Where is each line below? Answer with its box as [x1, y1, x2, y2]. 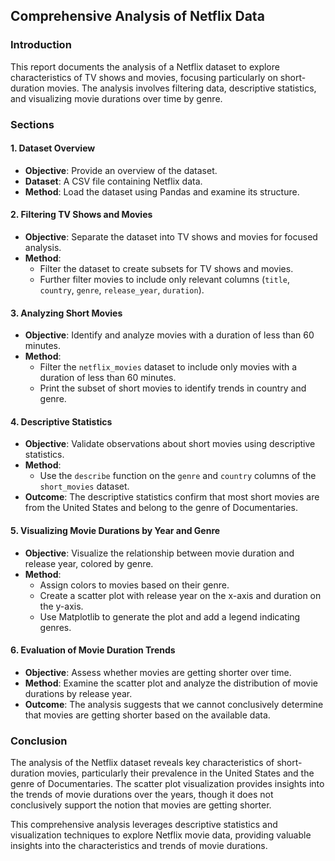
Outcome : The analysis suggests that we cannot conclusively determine [24, 698, 324, 710]
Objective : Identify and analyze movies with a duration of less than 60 [24, 329, 315, 341]
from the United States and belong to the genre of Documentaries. [24, 502, 298, 514]
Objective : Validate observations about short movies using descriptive [24, 438, 316, 450]
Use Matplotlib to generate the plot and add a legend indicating [39, 610, 301, 623]
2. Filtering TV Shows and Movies [10, 209, 153, 221]
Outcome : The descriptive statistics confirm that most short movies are [24, 491, 320, 503]
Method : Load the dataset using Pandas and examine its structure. [24, 185, 300, 198]
